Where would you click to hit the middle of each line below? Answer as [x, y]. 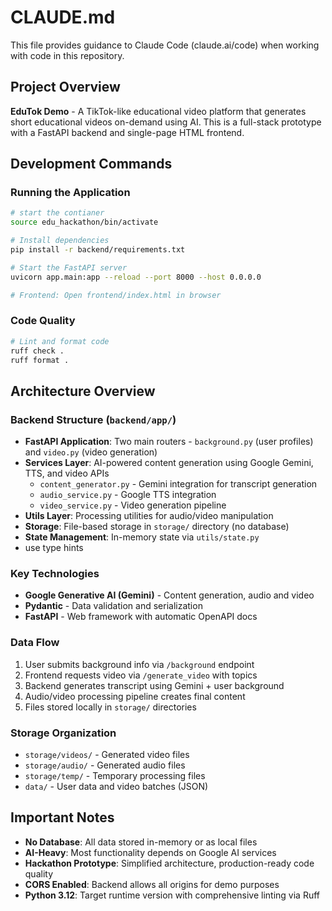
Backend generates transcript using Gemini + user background [154, 685]
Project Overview [65, 87]
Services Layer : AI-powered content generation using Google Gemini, [169, 463]
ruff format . [40, 360]
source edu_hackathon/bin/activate [84, 222]
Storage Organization [63, 733]
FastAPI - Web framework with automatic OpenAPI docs [141, 617]
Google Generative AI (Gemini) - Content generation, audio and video [169, 595]
